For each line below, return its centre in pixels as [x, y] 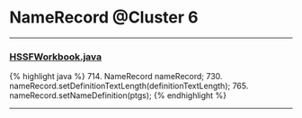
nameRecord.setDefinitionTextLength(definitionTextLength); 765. [129, 86]
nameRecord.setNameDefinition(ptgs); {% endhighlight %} [118, 95]
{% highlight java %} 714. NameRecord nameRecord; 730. [116, 77]
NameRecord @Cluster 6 [104, 18]
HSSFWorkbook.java [55, 57]
